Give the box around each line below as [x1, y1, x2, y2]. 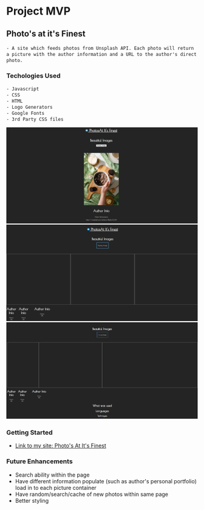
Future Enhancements [6, 457, 73, 466]
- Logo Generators [6, 105, 53, 111]
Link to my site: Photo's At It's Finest [15, 442, 106, 449]
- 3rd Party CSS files [6, 117, 64, 123]
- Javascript [6, 86, 39, 92]
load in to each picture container [15, 484, 97, 491]
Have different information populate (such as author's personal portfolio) [15, 477, 197, 484]
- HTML [6, 98, 23, 105]
